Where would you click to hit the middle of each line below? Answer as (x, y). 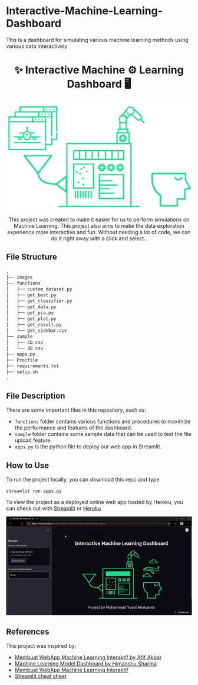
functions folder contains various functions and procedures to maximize (103, 422)
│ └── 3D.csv (25, 348)
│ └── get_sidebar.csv (37, 330)
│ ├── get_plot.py (32, 319)
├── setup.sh (22, 372)
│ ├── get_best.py (32, 295)
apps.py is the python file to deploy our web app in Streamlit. (88, 447)
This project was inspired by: (41, 646)
